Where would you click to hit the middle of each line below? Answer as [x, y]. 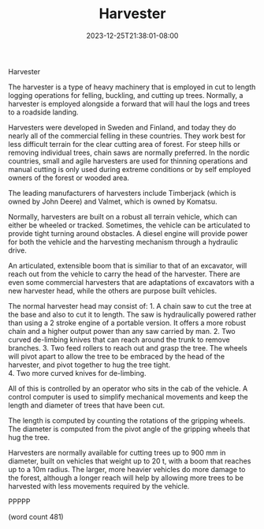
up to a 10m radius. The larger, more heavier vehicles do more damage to [127, 469]
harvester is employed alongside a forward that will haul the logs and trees [129, 103]
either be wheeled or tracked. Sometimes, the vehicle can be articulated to [129, 225]
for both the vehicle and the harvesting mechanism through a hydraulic [123, 242]
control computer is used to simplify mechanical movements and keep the [128, 396]
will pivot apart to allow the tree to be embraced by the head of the [117, 356]
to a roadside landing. [43, 112]
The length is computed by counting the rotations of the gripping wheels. [127, 420]
